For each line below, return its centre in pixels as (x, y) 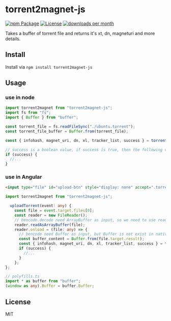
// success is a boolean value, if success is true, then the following (84, 150)
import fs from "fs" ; (28, 113)
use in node (20, 98)
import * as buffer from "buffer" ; (43, 281)
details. (13, 39)
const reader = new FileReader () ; (51, 215)
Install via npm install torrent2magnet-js (49, 67)
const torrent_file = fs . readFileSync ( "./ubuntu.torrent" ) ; (70, 127)
